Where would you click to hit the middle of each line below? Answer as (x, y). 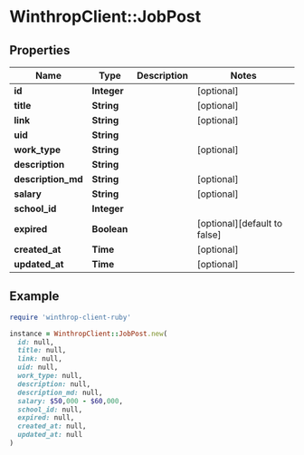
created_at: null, (52, 426)
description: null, (54, 384)
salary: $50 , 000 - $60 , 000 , (71, 401)
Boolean (110, 229)
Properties (40, 50)
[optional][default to (240, 223)
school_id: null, (50, 410)
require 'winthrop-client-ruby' (70, 317)
